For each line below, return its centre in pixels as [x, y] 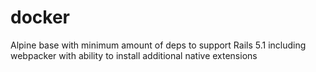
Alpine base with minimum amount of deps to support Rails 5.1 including [158, 45]
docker [40, 17]
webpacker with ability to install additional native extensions [134, 55]
